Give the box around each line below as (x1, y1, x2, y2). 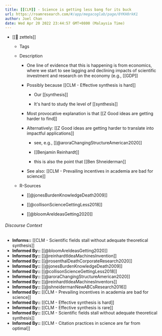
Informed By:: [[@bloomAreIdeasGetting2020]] (12, 248, 108, 254)
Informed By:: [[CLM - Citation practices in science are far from (12, 320, 141, 326)
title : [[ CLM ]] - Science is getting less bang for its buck (5, 7, 132, 12)
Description (19, 53, 43, 59)
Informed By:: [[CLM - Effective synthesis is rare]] (12, 305, 113, 311)
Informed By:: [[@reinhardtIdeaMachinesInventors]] (12, 279, 117, 285)
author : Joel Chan (5, 16, 42, 21)
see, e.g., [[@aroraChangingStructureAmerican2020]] (34, 140, 143, 146)
